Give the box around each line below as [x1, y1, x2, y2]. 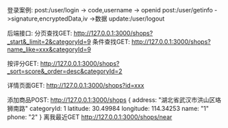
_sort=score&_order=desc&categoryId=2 [7, 67, 123, 75]
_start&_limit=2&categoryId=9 [7, 38, 91, 46]
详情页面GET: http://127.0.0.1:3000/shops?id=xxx [7, 81, 144, 89]
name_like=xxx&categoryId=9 [7, 45, 91, 53]
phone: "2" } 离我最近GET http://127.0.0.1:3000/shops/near [7, 113, 173, 121]
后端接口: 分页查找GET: [7, 29, 73, 37]
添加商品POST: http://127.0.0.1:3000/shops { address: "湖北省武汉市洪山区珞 [7, 96, 222, 104]
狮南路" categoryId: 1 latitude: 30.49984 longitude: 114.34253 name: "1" [7, 105, 209, 112]
